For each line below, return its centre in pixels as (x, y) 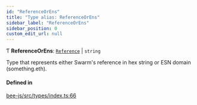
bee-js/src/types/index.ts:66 (41, 95)
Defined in (19, 82)
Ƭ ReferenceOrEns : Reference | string (53, 51)
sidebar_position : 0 (32, 28)
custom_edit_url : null (34, 34)
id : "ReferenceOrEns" (33, 12)
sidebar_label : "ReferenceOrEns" (48, 23)
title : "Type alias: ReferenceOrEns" (53, 17)
